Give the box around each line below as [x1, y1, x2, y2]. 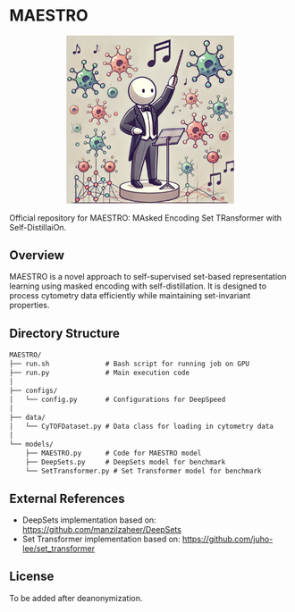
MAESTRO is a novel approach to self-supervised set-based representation [9, 272, 287, 282]
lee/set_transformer [21, 543, 96, 554]
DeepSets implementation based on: [21, 515, 156, 525]
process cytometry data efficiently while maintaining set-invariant [9, 290, 251, 301]
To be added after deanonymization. [9, 592, 143, 603]
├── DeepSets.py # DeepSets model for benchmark [25, 457, 226, 467]
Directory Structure [9, 325, 121, 340]
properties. [9, 300, 50, 311]
